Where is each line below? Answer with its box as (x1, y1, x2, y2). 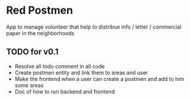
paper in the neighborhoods (6, 29, 75, 36)
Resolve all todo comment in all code (14, 62, 105, 70)
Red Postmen (6, 4, 73, 17)
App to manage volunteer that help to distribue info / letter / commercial (6, 23, 182, 30)
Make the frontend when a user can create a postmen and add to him (14, 75, 185, 82)
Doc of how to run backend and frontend (14, 87, 115, 95)
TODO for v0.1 (6, 47, 59, 57)
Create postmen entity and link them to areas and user (14, 69, 148, 76)
